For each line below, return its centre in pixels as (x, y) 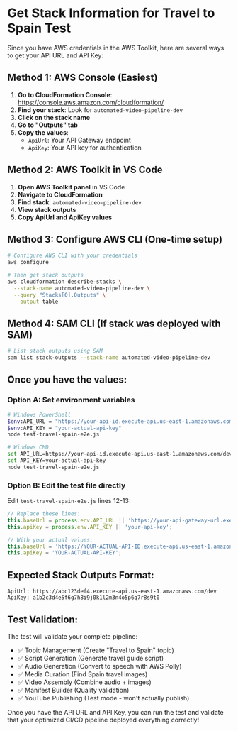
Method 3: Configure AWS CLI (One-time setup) (115, 239)
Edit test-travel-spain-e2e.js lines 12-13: (69, 501)
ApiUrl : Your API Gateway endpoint (79, 140)
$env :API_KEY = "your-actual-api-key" (64, 428)
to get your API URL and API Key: (56, 55)
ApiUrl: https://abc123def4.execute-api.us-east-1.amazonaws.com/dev (112, 592)
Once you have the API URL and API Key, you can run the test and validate (116, 712)
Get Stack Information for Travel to (111, 13)
